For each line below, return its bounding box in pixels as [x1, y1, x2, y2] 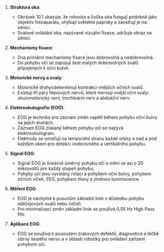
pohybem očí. [17, 242, 46, 247]
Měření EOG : [9, 186, 37, 192]
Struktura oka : [9, 4, 41, 10]
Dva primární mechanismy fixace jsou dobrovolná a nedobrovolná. [17, 54, 154, 60]
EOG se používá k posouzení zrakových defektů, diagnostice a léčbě [17, 231, 159, 237]
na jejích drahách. [17, 120, 54, 125]
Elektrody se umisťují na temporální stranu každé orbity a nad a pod [17, 136, 157, 141]
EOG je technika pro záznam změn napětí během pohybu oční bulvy [17, 114, 157, 120]
